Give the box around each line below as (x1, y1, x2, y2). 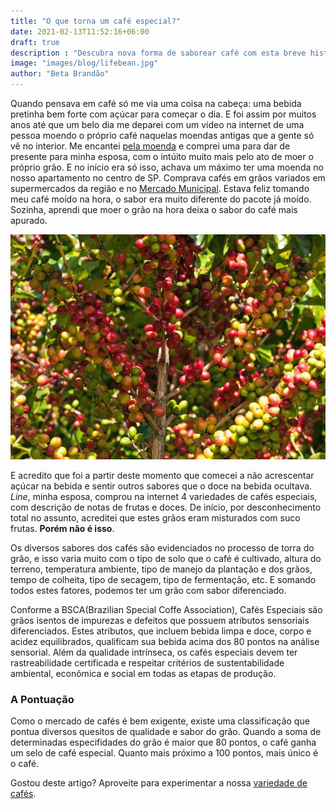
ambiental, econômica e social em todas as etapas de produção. (10, 667, 277, 679)
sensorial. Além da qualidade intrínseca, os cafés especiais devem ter (10, 646, 298, 658)
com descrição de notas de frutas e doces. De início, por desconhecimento (10, 501, 322, 513)
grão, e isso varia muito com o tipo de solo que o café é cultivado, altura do (10, 552, 322, 564)
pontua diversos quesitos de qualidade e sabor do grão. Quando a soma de (10, 726, 322, 738)
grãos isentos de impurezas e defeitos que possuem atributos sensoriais (10, 614, 310, 626)
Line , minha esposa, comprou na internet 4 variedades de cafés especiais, (10, 490, 318, 502)
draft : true (10, 37, 60, 47)
